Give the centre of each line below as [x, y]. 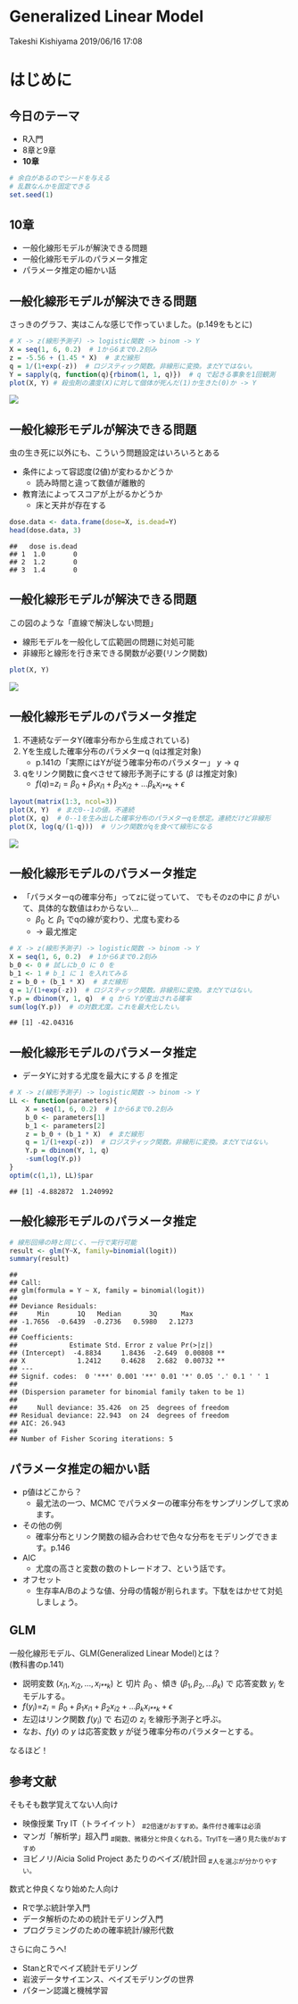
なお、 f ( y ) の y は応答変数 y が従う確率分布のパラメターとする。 [140, 1732]
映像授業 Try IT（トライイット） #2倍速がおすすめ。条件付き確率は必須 [141, 1824]
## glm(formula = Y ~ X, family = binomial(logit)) [107, 1291]
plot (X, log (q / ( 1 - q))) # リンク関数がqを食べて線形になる [111, 827]
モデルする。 [46, 1696]
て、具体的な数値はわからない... [80, 907]
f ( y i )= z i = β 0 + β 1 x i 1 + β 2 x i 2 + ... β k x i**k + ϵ [97, 1707]
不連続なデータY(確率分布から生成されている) [106, 739]
